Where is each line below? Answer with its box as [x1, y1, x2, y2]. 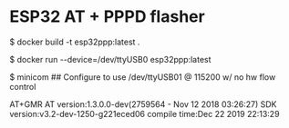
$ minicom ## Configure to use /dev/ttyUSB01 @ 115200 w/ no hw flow [9, 71, 276, 83]
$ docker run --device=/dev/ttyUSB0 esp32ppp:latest [9, 54, 212, 64]
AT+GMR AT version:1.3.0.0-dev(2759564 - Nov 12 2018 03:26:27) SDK [9, 98, 277, 110]
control [9, 81, 36, 92]
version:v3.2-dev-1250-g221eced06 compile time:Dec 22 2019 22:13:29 [9, 108, 280, 119]
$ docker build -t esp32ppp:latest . [9, 36, 140, 47]
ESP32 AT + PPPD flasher [9, 6, 205, 27]
